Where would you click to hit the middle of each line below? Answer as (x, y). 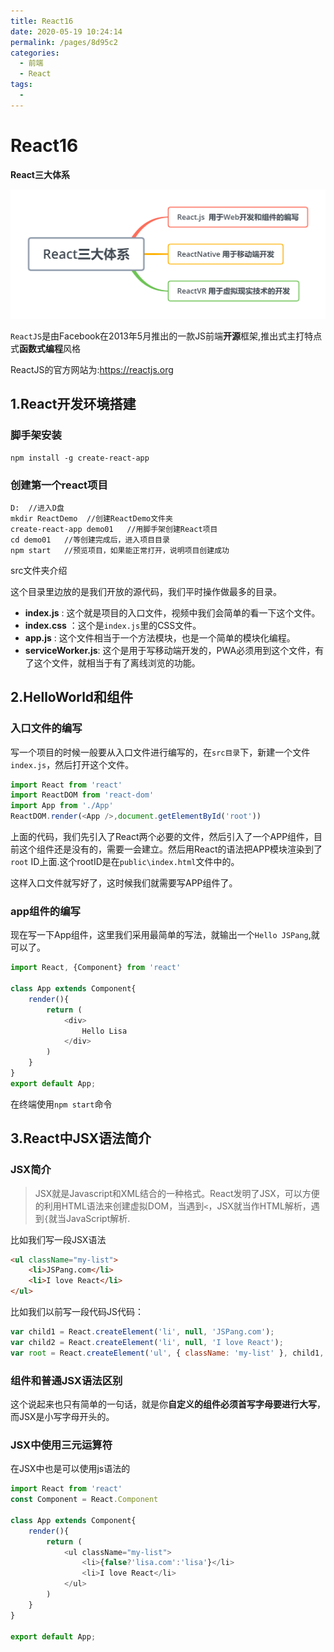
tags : (21, 85)
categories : (35, 53)
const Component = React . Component (84, 1500)
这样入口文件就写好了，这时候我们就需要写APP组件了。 (124, 883)
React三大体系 (40, 174)
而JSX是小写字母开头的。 (62, 1416)
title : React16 (42, 21)
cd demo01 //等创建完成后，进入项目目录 (90, 540)
